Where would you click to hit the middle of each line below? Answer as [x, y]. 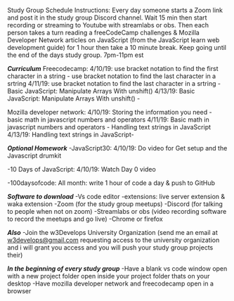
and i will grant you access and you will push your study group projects [110, 248]
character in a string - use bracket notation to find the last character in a [112, 76]
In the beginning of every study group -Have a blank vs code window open [117, 269]
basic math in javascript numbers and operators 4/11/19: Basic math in [108, 120]
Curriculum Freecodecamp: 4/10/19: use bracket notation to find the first [113, 69]
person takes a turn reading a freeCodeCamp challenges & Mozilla [104, 32]
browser [19, 291]
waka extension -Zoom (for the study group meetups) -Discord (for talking [115, 204]
